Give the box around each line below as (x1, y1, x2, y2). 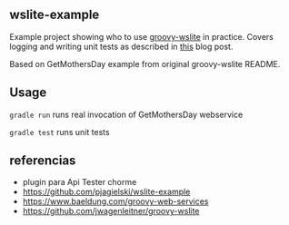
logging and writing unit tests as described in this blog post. (9, 41, 234, 52)
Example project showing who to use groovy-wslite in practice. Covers (9, 31, 274, 42)
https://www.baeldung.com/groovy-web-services (22, 196, 209, 207)
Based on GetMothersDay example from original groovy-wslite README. (9, 58, 281, 69)
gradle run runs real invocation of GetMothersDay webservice (9, 109, 244, 120)
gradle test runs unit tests (9, 126, 111, 137)
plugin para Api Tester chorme (22, 177, 137, 188)
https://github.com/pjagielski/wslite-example (22, 186, 191, 198)
